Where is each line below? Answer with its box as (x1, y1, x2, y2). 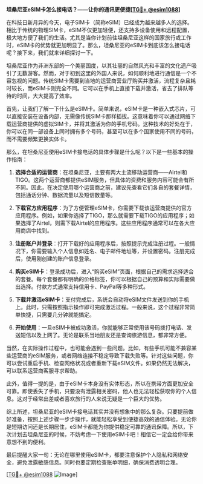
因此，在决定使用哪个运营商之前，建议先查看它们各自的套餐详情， (31, 184, 195, 191)
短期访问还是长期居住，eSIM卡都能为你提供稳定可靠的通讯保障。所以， (11, 423, 188, 430)
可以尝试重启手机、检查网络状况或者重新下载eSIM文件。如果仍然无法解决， (6, 360, 194, 366)
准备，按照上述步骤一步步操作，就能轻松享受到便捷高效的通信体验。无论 (11, 416, 192, 423)
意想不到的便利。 (6, 439, 49, 445)
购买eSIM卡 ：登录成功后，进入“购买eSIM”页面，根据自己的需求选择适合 (14, 268, 195, 275)
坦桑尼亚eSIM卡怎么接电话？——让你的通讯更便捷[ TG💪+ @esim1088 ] (6, 6, 181, 13)
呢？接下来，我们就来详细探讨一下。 (6, 49, 97, 56)
